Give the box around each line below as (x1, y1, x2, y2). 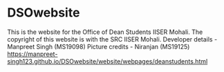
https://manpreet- (7, 50, 58, 58)
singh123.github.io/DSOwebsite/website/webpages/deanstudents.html (7, 57, 208, 65)
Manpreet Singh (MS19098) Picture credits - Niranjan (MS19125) (7, 42, 190, 51)
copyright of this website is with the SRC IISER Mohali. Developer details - (7, 35, 218, 43)
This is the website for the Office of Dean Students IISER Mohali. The (7, 28, 203, 36)
